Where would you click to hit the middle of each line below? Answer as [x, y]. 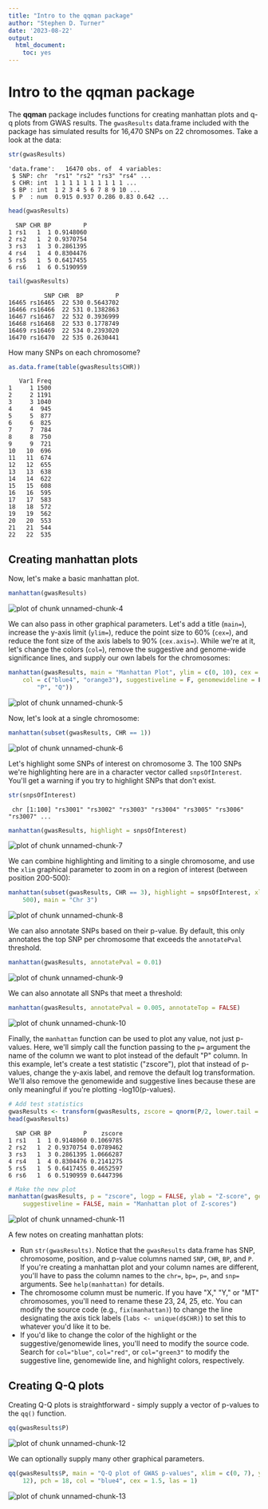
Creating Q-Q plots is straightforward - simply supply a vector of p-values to [134, 1404]
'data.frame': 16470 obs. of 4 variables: [85, 168]
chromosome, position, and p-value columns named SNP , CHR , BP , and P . [136, 1259]
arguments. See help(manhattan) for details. [92, 1284]
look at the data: [35, 140]
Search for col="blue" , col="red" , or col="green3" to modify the [124, 1352]
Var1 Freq [35, 381]
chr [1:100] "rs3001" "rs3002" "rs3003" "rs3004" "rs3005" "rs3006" [128, 810]
